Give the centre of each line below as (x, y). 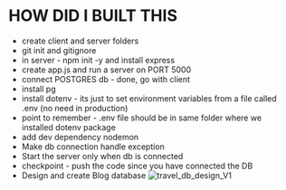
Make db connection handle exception (93, 147)
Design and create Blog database (84, 175)
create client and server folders (80, 41)
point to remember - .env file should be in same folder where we (142, 118)
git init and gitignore (59, 50)
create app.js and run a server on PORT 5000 (106, 70)
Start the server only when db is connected (102, 156)
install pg (38, 89)
